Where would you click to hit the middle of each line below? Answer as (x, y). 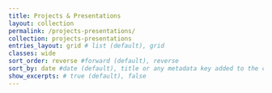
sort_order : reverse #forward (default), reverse (94, 61)
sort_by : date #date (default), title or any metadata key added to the (134, 69)
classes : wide (32, 53)
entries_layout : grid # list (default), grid (86, 46)
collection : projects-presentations (70, 38)
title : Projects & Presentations (65, 16)
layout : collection (41, 23)
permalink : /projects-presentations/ (72, 31)
